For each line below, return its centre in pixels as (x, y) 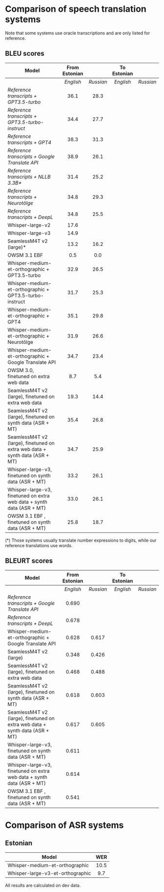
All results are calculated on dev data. (43, 885)
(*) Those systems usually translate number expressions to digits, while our (81, 540)
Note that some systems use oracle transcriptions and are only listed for (78, 33)
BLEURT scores (29, 561)
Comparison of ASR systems (64, 825)
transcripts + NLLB (29, 176)
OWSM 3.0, (21, 370)
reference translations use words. (39, 545)
